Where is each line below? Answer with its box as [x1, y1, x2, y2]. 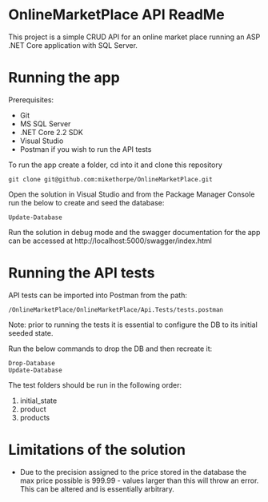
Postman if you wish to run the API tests [19, 144, 152, 153]
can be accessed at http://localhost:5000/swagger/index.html [8, 236, 212, 245]
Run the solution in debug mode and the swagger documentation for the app [8, 227, 261, 237]
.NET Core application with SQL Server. [8, 40, 138, 50]
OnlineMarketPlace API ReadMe [8, 6, 226, 24]
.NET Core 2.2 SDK [19, 127, 84, 137]
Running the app [8, 69, 120, 87]
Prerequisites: [8, 94, 54, 105]
